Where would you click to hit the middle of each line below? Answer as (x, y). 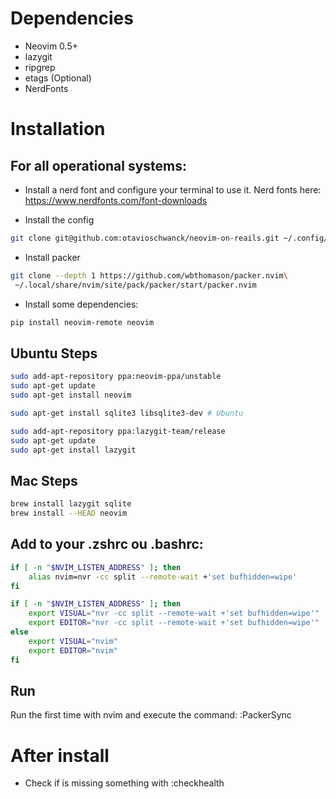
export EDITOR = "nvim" (73, 650)
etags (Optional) (58, 78)
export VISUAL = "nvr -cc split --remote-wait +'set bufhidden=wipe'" (174, 613)
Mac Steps (44, 480)
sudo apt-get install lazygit (73, 450)
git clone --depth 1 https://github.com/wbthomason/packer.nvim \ (149, 275)
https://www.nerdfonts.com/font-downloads (116, 200)
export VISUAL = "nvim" (73, 641)
